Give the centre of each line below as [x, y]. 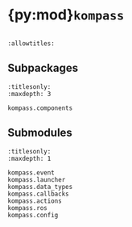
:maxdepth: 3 [29, 94]
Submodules [40, 133]
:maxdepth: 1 [29, 158]
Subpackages [43, 68]
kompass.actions [35, 201]
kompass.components [40, 108]
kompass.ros [27, 208]
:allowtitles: [31, 43]
